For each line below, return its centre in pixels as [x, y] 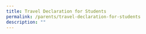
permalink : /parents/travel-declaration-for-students [74, 17]
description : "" [26, 22]
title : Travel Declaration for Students [57, 11]
